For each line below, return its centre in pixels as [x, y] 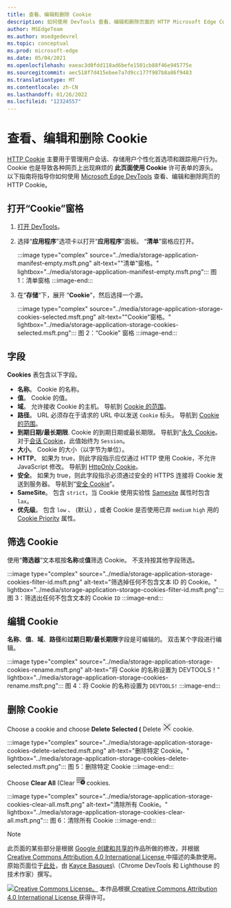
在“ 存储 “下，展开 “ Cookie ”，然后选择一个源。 [82, 295]
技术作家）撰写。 [31, 874]
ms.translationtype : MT [41, 80]
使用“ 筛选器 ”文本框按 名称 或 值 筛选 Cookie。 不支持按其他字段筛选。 [103, 560]
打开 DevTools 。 [40, 226]
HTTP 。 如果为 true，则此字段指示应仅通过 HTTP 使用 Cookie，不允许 [117, 458]
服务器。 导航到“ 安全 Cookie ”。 [74, 484]
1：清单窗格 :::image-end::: [55, 280]
